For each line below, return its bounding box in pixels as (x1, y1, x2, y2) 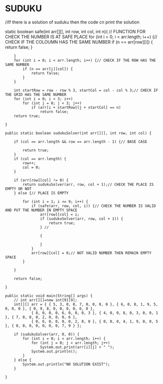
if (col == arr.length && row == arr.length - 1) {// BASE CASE (14, 139, 147, 144)
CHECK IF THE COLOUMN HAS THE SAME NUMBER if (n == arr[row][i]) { (5, 39, 153, 45)
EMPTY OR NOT (5, 186, 32, 191)
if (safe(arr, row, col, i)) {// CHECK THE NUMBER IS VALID (31, 203, 156, 208)
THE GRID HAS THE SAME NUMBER (5, 92, 67, 97)
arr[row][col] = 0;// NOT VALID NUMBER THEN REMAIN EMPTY (31, 250, 152, 255)
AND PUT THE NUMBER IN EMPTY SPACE (5, 207, 78, 213)
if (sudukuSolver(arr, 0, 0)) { (14, 332, 80, 337)
